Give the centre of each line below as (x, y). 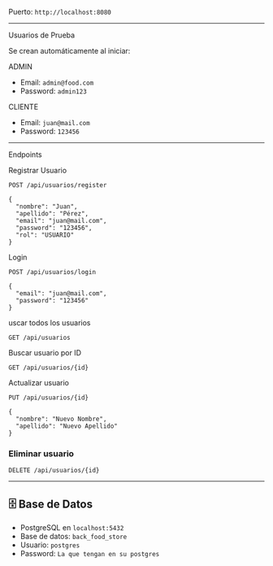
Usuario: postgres (50, 545)
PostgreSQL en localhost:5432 (72, 528)
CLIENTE (24, 107)
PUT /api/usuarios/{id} (49, 398)
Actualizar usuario (39, 383)
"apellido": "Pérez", (52, 214)
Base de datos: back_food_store (74, 537)
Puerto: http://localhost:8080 (60, 12)
